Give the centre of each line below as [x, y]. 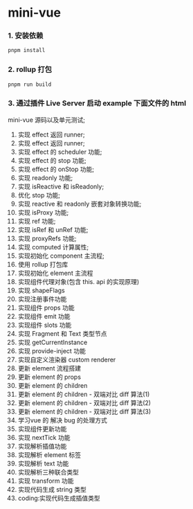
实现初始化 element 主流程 [55, 273]
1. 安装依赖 [26, 36]
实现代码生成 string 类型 [52, 489]
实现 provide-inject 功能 [52, 350]
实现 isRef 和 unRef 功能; [53, 229]
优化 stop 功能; [39, 195]
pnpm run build [30, 84]
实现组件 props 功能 [46, 307]
